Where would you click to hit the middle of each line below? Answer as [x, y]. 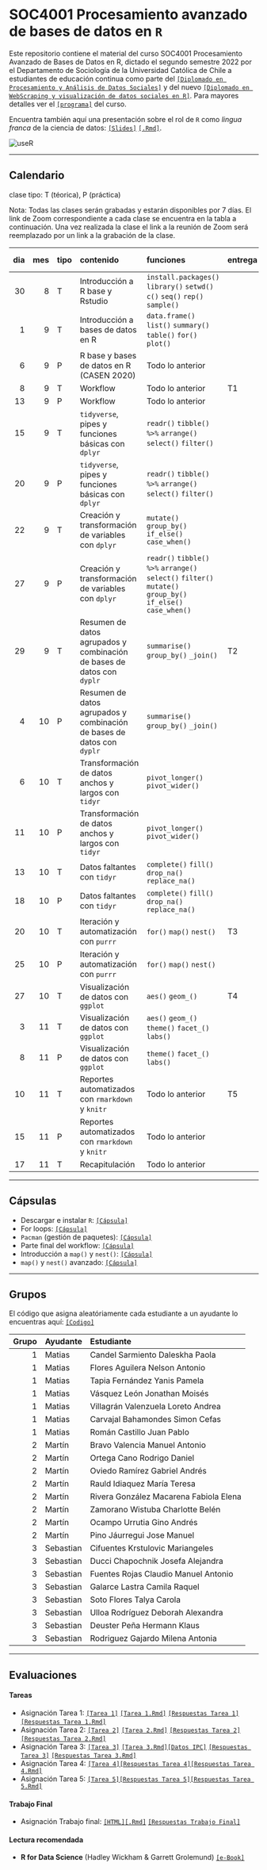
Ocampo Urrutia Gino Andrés [144, 1523]
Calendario [37, 176]
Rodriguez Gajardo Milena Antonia [153, 1638]
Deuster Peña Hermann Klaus [145, 1626]
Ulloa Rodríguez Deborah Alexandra [157, 1613]
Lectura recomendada [46, 1839]
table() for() [172, 335]
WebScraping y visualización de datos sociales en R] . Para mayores [124, 95]
